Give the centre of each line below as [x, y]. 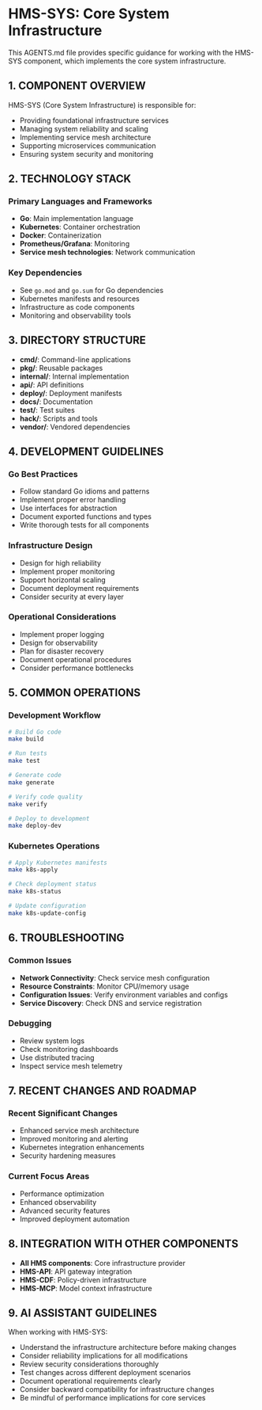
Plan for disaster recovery [62, 651]
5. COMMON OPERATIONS [74, 693]
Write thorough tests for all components [84, 525]
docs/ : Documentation [56, 402]
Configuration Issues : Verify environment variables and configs [124, 994]
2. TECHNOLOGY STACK [70, 179]
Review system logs [52, 1040]
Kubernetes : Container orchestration [80, 227]
